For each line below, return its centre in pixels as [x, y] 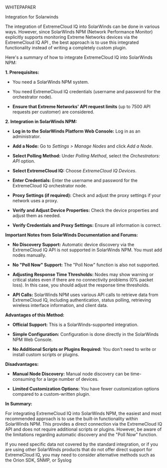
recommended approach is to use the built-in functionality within [72, 419]
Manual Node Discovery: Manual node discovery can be [71, 374]
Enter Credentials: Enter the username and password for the [75, 180]
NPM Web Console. [32, 339]
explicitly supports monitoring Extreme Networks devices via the [72, 37]
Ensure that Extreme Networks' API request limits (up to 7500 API [81, 106]
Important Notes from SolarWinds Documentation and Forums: [72, 235]
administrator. [26, 136]
